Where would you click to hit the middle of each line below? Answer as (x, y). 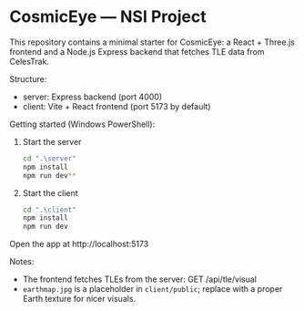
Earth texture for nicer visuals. (79, 299)
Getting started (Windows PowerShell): (82, 124)
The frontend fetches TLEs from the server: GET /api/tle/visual (140, 279)
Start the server (52, 141)
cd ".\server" (49, 158)
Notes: (22, 262)
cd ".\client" (49, 210)
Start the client (51, 192)
